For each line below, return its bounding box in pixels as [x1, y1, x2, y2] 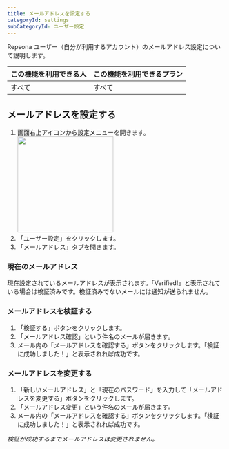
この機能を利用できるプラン [92, 70, 183, 80]
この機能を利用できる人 [10, 70, 87, 80]
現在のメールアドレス [7, 262, 78, 272]
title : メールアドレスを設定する [7, 10, 91, 17]
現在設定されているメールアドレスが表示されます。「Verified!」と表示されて [7, 279, 221, 287]
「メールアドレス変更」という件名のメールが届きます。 [17, 403, 175, 412]
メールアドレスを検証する [7, 306, 92, 316]
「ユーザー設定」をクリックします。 [17, 235, 120, 243]
